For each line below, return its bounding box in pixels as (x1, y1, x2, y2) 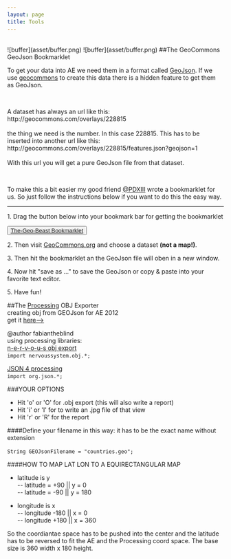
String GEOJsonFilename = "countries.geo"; (7, 448, 134, 455)
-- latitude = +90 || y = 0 (16, 481, 87, 489)
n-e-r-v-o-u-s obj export (7, 344, 77, 352)
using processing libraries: (7, 336, 82, 344)
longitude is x (16, 501, 56, 509)
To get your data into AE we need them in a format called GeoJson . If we (7, 66, 213, 74)
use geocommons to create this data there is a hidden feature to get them (7, 73, 216, 82)
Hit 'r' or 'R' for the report (16, 413, 89, 421)
